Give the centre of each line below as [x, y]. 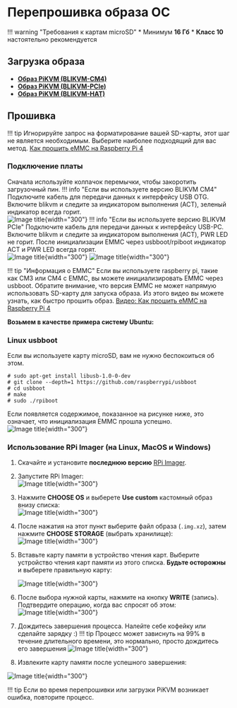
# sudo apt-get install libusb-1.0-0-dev [69, 376]
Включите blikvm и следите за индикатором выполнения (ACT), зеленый [117, 204]
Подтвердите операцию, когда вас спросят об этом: [97, 605]
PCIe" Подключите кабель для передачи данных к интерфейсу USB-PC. [116, 226]
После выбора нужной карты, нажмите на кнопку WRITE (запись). [118, 598]
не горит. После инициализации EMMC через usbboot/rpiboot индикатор [117, 242]
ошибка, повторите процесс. [50, 697]
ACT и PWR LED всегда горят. [52, 249]
